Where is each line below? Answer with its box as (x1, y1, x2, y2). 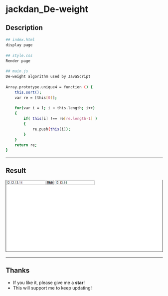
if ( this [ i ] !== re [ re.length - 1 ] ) (23, 116, 98, 121)
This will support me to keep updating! (12, 285, 92, 291)
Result (5, 166, 26, 175)
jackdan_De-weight (5, 3, 89, 15)
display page (5, 42, 33, 47)
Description (5, 23, 43, 32)
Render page (5, 58, 30, 63)
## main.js (5, 69, 28, 74)
